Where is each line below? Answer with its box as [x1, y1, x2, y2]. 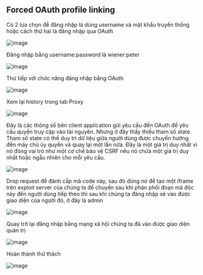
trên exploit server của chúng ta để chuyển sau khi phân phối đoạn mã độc [6, 183, 194, 191]
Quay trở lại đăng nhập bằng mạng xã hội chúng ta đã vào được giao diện [6, 220, 190, 227]
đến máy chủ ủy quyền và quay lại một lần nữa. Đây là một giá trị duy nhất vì [6, 141, 198, 148]
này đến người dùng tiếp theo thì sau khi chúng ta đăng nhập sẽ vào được [6, 190, 191, 197]
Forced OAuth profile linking [6, 5, 115, 15]
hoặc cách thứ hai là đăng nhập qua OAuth [6, 27, 114, 35]
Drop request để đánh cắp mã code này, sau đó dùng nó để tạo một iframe [6, 177, 193, 185]
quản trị [6, 226, 26, 234]
